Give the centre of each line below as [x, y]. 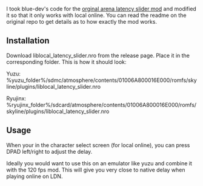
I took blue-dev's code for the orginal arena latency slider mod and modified [101, 9]
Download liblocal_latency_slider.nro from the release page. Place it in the [98, 55]
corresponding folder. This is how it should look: [66, 62]
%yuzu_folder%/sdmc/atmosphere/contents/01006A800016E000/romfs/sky [101, 80]
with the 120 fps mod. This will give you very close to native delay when [96, 170]
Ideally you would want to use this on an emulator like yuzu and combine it [99, 163]
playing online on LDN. [35, 176]
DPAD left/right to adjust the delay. [49, 151]
